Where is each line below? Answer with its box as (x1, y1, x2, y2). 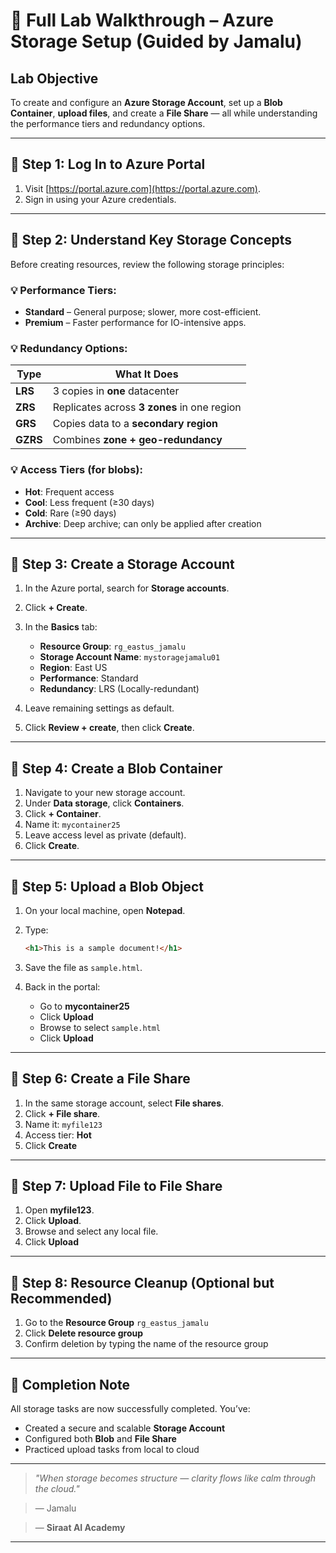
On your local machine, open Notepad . (24, 904, 186, 916)
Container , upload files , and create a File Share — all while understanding (10, 107, 318, 119)
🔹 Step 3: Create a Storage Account (10, 555, 235, 573)
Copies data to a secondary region (52, 417, 218, 431)
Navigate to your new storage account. (24, 787, 186, 799)
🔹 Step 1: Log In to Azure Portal (10, 156, 206, 173)
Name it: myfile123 (24, 1118, 103, 1130)
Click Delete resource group (24, 1327, 144, 1339)
